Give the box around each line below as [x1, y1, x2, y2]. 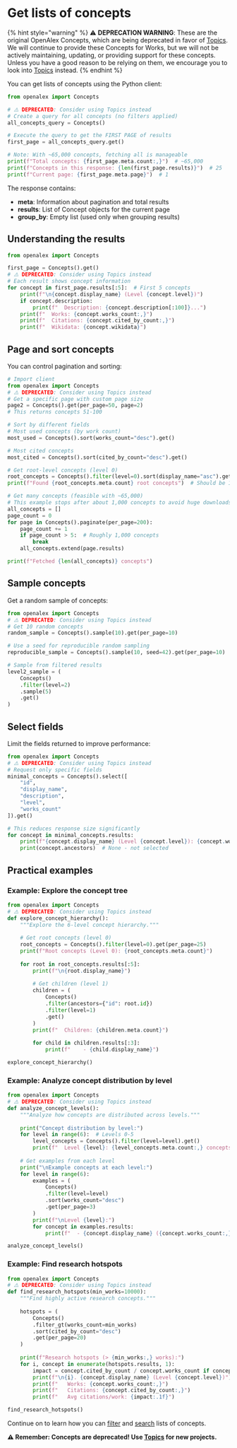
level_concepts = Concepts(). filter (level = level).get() [32, 1138, 200, 1145]
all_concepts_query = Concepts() [7, 119, 106, 127]
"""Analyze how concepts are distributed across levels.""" [20, 1111, 200, 1119]
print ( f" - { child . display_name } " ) [44, 1046, 159, 1053]
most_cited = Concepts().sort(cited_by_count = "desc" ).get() [7, 454, 188, 461]
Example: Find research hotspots [7, 1259, 123, 1269]
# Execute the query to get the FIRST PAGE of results [7, 132, 172, 139]
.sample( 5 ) [20, 688, 52, 695]
